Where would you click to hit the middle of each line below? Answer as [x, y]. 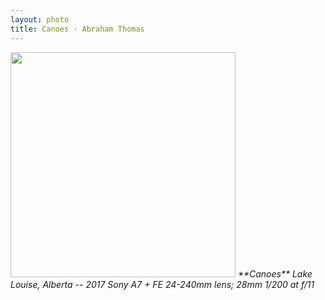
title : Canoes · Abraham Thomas [77, 29]
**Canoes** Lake [275, 273]
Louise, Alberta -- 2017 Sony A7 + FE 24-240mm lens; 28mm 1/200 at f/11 [162, 284]
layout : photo [40, 19]
